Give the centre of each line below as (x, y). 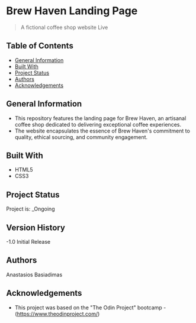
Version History (36, 227)
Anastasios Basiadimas (34, 274)
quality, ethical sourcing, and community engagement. (81, 137)
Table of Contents (40, 46)
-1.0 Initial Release (28, 242)
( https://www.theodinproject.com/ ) (57, 314)
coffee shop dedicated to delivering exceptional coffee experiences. (98, 124)
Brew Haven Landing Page (72, 11)
